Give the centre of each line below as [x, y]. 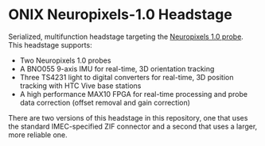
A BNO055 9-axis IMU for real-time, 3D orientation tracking [117, 68]
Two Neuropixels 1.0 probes [65, 60]
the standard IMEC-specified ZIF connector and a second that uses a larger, [133, 126]
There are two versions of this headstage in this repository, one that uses [128, 117]
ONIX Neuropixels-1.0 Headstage [120, 15]
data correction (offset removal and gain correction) [105, 102]
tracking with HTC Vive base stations [80, 86]
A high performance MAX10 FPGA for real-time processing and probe [134, 94]
